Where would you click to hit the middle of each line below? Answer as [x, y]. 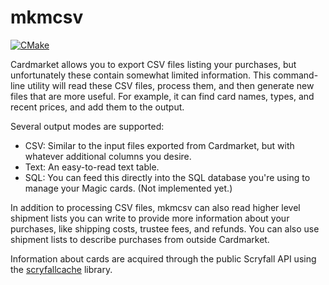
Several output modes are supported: [87, 126]
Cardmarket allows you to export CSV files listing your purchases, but [153, 64]
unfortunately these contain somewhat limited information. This [141, 75]
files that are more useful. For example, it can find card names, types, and [162, 96]
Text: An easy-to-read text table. [92, 167]
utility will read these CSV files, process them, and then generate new [171, 85]
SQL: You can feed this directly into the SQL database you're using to [167, 177]
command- [296, 75]
